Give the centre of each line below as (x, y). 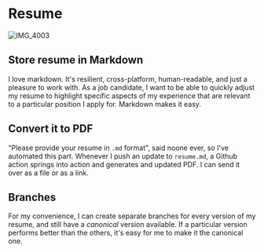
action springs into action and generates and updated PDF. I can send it (124, 164)
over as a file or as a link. (48, 173)
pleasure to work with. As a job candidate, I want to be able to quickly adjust (132, 87)
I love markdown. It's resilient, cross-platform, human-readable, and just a (128, 79)
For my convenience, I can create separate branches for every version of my (132, 216)
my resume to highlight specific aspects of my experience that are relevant (129, 96)
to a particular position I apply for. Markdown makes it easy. (105, 104)
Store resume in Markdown (76, 60)
